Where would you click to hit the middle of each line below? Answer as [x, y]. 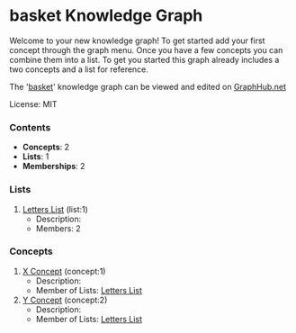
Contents [30, 127]
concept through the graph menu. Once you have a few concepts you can [146, 49]
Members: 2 [58, 228]
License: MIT [33, 103]
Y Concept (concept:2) [65, 300]
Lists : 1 [36, 157]
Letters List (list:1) [55, 209]
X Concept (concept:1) [64, 271]
